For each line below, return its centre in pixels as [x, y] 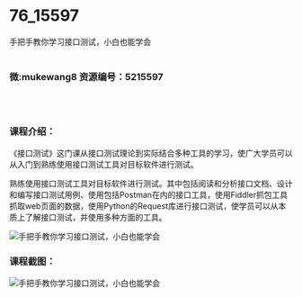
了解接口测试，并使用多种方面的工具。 [96, 217]
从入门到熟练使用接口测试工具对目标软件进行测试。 [104, 164]
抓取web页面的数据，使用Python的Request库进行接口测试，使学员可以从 [144, 206]
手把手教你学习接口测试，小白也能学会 [80, 41]
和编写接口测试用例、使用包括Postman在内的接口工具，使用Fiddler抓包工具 [149, 194]
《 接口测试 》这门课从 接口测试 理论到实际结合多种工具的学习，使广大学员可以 [151, 153]
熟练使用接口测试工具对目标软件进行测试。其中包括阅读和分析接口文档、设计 [151, 183]
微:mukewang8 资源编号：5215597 [86, 76]
